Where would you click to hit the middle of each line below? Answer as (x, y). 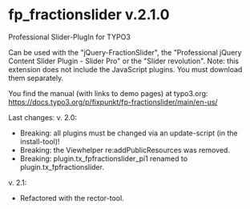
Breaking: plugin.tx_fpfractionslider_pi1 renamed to (104, 159)
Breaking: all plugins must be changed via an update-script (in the (129, 133)
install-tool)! (40, 141)
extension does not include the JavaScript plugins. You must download (125, 69)
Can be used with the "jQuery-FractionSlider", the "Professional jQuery (125, 52)
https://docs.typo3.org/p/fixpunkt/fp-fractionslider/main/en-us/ (113, 102)
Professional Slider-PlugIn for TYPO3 (69, 37)
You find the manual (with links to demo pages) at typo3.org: (108, 93)
